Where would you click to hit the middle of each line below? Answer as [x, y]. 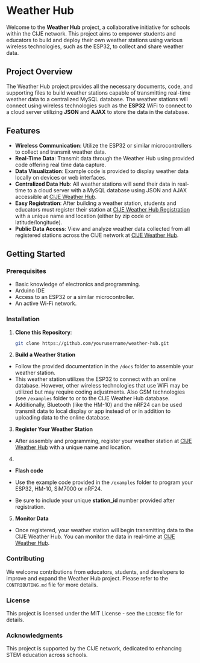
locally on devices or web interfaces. [61, 177]
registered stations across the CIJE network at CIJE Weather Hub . [97, 235]
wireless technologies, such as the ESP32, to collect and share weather [95, 46]
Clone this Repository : [43, 332]
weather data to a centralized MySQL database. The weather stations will [97, 99]
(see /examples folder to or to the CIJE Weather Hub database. [92, 398]
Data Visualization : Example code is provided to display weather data [102, 171]
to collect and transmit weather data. [61, 152]
